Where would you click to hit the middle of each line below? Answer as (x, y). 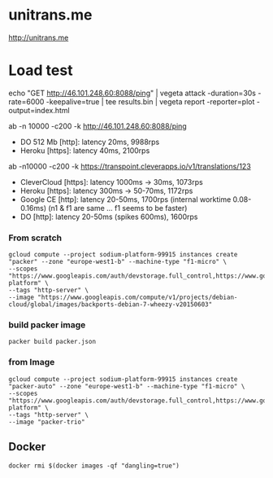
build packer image (47, 325)
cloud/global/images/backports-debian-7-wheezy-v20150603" (110, 305)
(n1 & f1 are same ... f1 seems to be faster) (118, 208)
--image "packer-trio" (47, 422)
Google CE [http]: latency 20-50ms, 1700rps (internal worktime (126, 199)
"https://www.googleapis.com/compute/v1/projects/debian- (138, 298)
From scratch (35, 238)
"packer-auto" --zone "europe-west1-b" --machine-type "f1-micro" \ (127, 386)
